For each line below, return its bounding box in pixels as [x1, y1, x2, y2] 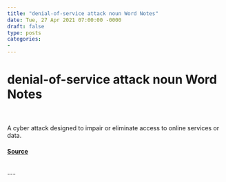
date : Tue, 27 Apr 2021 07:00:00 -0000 [7, 17, 122, 23]
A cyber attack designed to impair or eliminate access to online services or [7, 123, 220, 132]
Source [7, 147, 29, 155]
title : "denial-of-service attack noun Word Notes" [7, 10, 158, 17]
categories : [7, 36, 41, 43]
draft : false [7, 23, 45, 30]
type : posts [7, 29, 41, 37]
